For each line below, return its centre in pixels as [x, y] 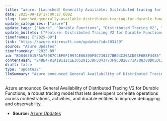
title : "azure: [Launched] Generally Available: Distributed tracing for [83, 10]
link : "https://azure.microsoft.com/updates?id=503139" [64, 42]
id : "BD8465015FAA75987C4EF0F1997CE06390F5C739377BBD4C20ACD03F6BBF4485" [83, 56]
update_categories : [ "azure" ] [37, 23]
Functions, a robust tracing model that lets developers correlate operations [82, 93]
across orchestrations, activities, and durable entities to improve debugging [83, 98]
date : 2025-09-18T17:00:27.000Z [39, 14]
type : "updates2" [23, 70]
